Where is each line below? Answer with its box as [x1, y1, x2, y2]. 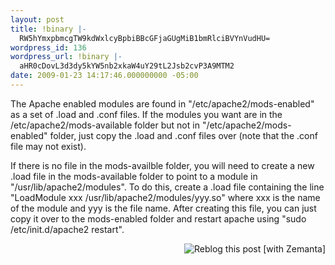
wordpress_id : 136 [10, 42, 87, 53]
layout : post [10, 14, 65, 25]
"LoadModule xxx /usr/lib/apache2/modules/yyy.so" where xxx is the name [10, 191, 321, 203]
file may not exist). [10, 140, 87, 152]
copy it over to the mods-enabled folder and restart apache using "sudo [10, 212, 307, 225]
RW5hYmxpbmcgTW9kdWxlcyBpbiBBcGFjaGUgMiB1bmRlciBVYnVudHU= [19, 33, 271, 43]
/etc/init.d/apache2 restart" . [10, 223, 125, 235]
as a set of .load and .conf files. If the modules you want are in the [10, 108, 283, 120]
